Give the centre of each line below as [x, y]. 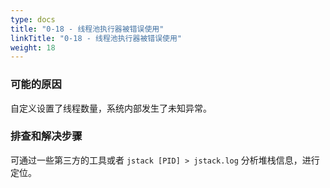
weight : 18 [33, 47]
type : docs [33, 19]
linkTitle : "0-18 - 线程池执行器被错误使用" [96, 38]
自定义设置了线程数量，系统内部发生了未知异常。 [111, 108]
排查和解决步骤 [46, 136]
